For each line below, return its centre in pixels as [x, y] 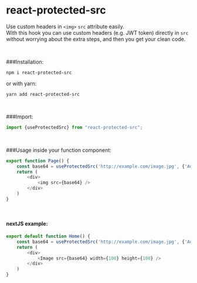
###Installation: [25, 62]
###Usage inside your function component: [59, 150]
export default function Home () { [48, 237]
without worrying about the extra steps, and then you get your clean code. [96, 39]
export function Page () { [38, 161]
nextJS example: [27, 224]
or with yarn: [21, 84]
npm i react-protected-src [39, 72]
